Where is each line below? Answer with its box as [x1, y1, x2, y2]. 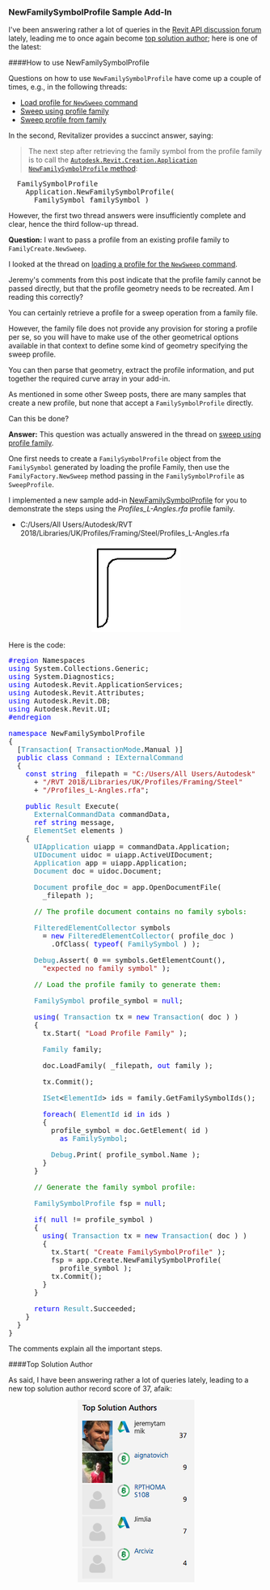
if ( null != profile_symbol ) [33, 1215, 154, 1225]
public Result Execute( [25, 801, 120, 811]
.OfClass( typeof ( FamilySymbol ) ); [51, 939, 200, 949]
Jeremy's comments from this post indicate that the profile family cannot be [8, 275, 261, 285]
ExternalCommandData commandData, [33, 810, 171, 819]
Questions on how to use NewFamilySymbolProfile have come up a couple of [8, 74, 262, 83]
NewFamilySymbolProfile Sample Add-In [8, 6, 172, 18]
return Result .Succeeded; [33, 1304, 137, 1314]
